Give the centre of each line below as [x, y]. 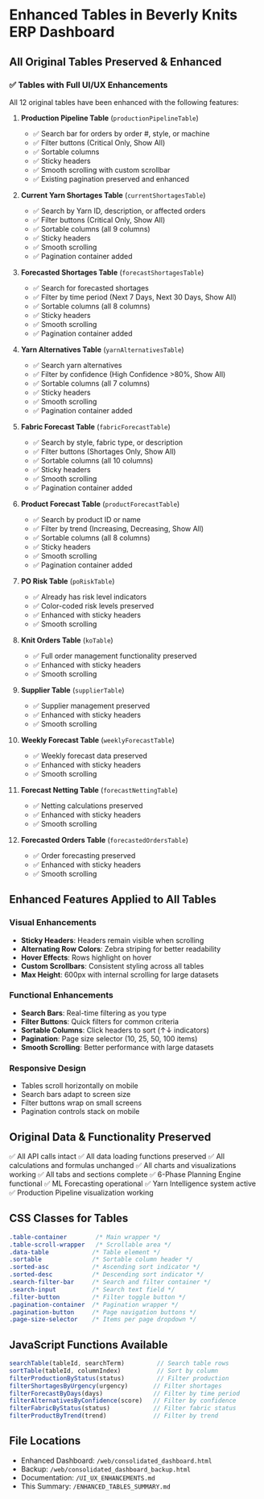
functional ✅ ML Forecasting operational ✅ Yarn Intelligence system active [133, 1183]
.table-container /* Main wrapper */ [85, 1237]
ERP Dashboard [62, 32]
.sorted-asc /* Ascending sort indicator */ [105, 1267]
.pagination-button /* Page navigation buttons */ [103, 1312]
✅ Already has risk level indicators [90, 597]
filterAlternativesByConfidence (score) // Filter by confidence [123, 1401]
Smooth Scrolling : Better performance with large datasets [117, 1047]
